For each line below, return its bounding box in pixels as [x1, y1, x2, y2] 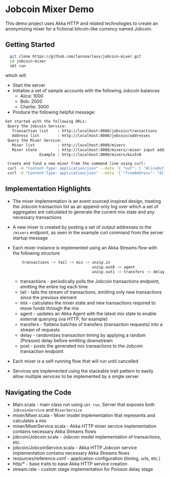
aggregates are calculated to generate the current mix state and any [12, 209, 155, 215]
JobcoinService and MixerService [12, 407, 82, 413]
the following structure [12, 250, 60, 256]
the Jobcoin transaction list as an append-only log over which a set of [12, 203, 159, 209]
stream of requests [20, 327, 60, 333]
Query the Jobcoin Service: [7, 124, 67, 129]
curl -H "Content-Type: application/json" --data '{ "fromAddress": [7, 171, 155, 176]
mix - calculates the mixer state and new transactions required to [20, 300, 156, 306]
